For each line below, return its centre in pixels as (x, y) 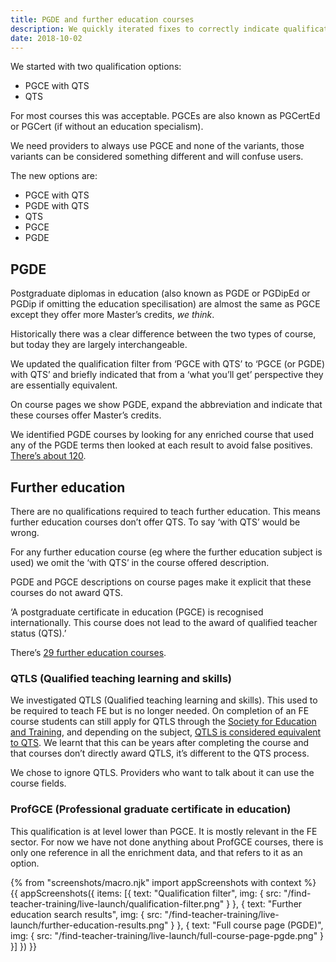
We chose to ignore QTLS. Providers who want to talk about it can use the (162, 773)
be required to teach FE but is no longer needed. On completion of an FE (160, 711)
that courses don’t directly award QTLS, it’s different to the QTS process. (160, 753)
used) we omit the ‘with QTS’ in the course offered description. (140, 562)
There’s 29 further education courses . (88, 652)
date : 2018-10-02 (46, 38)
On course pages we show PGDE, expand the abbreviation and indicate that (166, 405)
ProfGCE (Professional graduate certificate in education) (151, 809)
